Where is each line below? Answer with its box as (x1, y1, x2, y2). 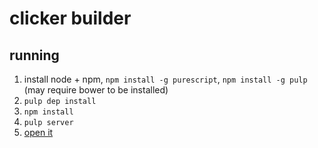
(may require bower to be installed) (23, 84, 169, 96)
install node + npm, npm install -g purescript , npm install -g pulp (23, 73, 308, 85)
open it (23, 127, 54, 138)
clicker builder (9, 7, 132, 30)
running (9, 47, 60, 64)
